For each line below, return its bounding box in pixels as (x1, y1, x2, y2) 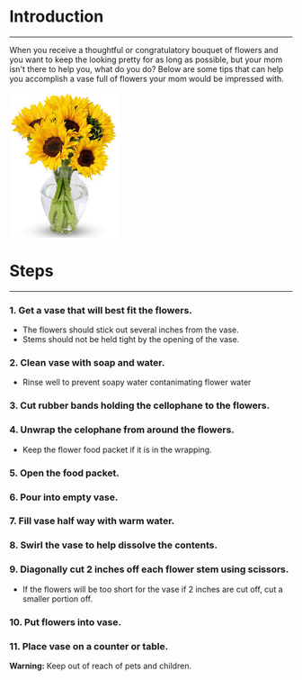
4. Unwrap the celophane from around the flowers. (9, 423, 235, 436)
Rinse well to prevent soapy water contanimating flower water (22, 376, 252, 388)
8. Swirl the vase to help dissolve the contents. (9, 539, 218, 551)
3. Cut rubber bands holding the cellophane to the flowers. (9, 399, 271, 412)
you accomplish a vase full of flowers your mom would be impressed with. (9, 73, 285, 84)
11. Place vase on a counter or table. (9, 639, 169, 652)
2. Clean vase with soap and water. (9, 357, 165, 369)
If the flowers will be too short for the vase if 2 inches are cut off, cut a (22, 584, 283, 594)
